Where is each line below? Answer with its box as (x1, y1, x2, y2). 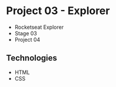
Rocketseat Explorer (14, 24, 64, 31)
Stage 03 (14, 29, 37, 36)
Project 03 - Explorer (6, 4, 110, 18)
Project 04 (14, 36, 41, 43)
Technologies (6, 53, 58, 63)
